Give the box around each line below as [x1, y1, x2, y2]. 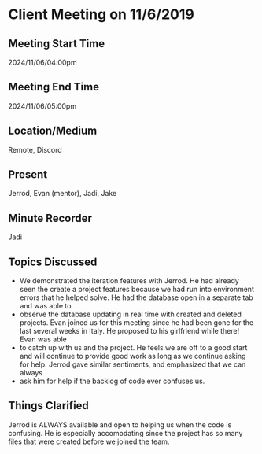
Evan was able [19, 334, 67, 344]
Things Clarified [8, 399, 89, 412]
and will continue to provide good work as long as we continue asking [19, 352, 246, 361]
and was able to [19, 301, 72, 311]
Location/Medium [8, 124, 98, 138]
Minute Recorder [8, 211, 92, 225]
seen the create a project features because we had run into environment [19, 285, 254, 294]
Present [8, 168, 48, 182]
